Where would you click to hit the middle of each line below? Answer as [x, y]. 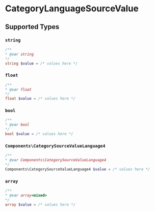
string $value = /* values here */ [41, 63]
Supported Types [32, 27]
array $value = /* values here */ [40, 205]
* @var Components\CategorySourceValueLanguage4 [56, 160]
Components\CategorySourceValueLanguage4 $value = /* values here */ [78, 169]
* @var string [20, 54]
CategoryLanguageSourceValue [72, 9]
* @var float [18, 90]
